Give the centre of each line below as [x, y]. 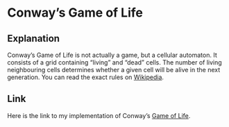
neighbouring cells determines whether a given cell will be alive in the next [114, 70]
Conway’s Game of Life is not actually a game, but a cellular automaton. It [112, 55]
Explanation [34, 39]
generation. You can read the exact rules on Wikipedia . [86, 77]
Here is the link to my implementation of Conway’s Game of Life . [99, 115]
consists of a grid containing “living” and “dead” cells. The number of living [114, 62]
